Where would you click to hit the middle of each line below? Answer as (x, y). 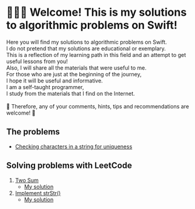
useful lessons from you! (37, 61)
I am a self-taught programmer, (45, 87)
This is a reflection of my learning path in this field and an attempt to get (96, 55)
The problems (33, 132)
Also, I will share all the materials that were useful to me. (76, 68)
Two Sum (27, 180)
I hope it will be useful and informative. (55, 81)
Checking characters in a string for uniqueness (74, 146)
